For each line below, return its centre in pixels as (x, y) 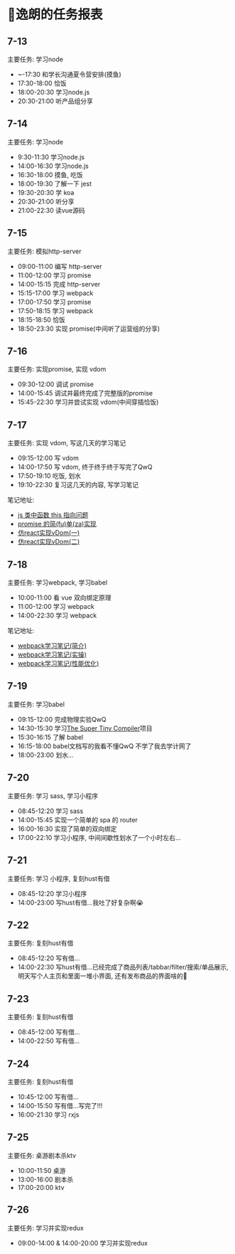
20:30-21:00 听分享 (46, 201)
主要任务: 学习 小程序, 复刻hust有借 (59, 878)
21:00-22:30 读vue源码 (51, 210)
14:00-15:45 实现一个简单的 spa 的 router (78, 819)
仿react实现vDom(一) (49, 533)
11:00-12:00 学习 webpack (56, 607)
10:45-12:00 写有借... (48, 1097)
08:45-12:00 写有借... (49, 1032)
